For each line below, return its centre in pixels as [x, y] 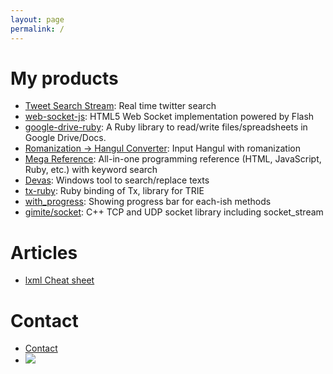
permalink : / [37, 29]
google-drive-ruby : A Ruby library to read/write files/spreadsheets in [166, 127]
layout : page [37, 19]
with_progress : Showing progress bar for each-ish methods [148, 202]
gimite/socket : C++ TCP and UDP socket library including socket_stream [174, 212]
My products [64, 78]
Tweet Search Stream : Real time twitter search [120, 106]
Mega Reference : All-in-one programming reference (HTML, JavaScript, [173, 159]
